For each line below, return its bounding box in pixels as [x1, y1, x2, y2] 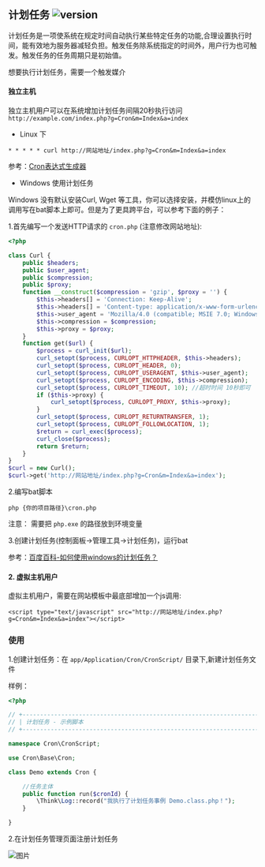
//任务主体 [22, 783, 54, 790]
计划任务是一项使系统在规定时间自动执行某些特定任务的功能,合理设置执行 [8, 31, 246, 40]
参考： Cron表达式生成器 [8, 162, 87, 171]
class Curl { [8, 252, 51, 260]
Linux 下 [19, 129, 47, 139]
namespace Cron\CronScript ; [8, 740, 101, 748]
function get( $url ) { [22, 339, 93, 348]
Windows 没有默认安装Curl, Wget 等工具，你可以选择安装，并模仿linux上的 [8, 195, 251, 204]
